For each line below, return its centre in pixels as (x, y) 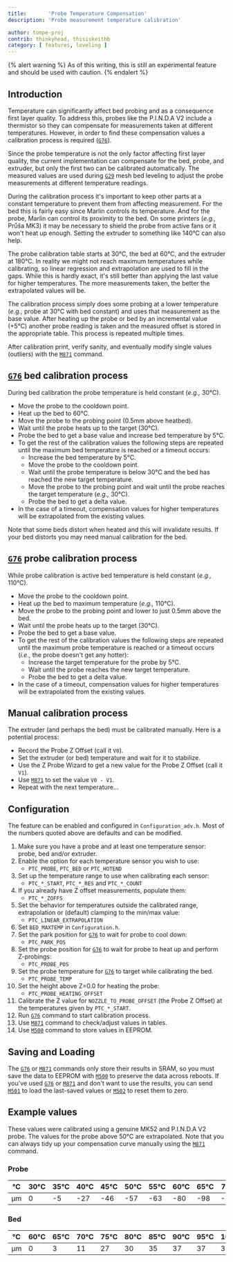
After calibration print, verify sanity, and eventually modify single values (110, 346)
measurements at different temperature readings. (78, 183)
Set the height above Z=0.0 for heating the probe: (88, 986)
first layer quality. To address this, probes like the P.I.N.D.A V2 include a (110, 118)
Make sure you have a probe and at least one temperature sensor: (112, 846)
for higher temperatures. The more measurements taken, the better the (109, 283)
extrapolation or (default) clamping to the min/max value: (99, 913)
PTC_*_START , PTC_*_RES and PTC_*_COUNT (85, 883)
